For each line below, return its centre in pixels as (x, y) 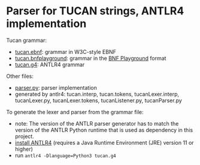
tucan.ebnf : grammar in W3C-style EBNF (66, 51)
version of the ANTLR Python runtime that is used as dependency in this (104, 130)
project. (24, 136)
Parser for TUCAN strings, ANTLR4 (95, 11)
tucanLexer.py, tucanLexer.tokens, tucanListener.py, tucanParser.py (99, 100)
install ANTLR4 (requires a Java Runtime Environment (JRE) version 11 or (104, 142)
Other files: (20, 76)
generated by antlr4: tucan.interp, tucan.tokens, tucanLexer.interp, (97, 94)
